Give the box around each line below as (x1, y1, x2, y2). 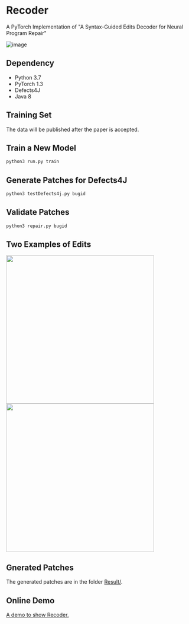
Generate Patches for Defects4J (6, 175, 128, 185)
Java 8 (14, 93, 31, 100)
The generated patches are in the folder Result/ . (6, 578, 123, 585)
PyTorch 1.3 (14, 80, 43, 87)
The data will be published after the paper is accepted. (6, 126, 139, 133)
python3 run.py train (6, 158, 60, 165)
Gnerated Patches (6, 562, 74, 572)
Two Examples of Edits (6, 240, 92, 250)
